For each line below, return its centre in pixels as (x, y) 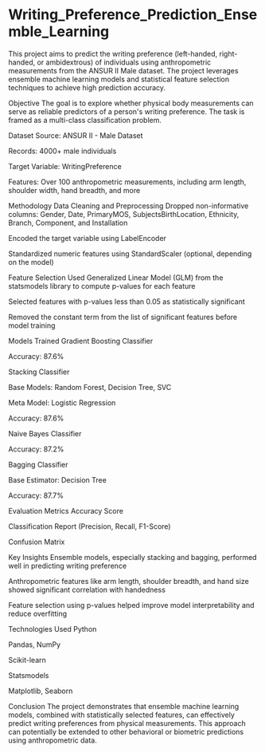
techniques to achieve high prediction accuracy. (87, 87)
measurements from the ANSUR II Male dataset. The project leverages (123, 70)
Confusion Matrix (37, 542)
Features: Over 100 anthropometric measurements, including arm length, (127, 182)
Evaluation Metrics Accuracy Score (66, 511)
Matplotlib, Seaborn (41, 691)
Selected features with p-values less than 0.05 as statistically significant (127, 302)
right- (228, 53)
